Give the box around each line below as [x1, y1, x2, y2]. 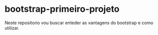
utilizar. [4, 25, 20, 31]
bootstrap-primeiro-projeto [4, 3, 120, 15]
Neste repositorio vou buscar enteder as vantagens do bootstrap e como [4, 20, 154, 26]
